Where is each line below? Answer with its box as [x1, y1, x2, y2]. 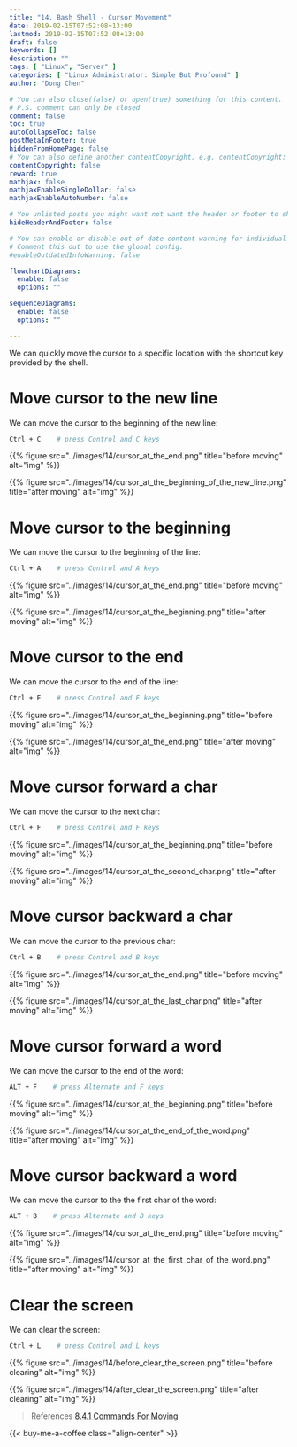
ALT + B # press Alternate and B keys [9, 1212, 164, 1221]
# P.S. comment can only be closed [9, 103, 141, 112]
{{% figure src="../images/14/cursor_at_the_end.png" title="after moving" [9, 737, 277, 747]
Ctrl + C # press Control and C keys [9, 434, 161, 443]
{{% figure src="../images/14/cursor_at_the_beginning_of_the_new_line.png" [9, 477, 287, 488]
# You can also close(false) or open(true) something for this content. [9, 95, 283, 104]
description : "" [9, 54, 69, 63]
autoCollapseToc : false [9, 128, 97, 137]
